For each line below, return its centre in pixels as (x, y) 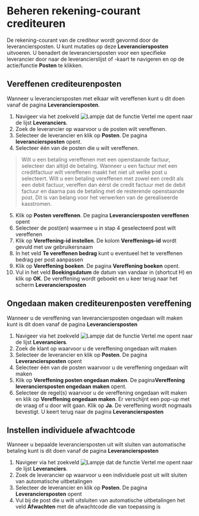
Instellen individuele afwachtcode (71, 430)
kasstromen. (37, 204)
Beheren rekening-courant (74, 11)
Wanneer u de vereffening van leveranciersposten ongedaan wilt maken (95, 318)
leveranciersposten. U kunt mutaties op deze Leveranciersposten (88, 46)
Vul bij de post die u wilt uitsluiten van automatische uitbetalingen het (100, 501)
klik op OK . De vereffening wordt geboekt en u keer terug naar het (96, 279)
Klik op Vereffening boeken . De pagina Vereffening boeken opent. (97, 265)
